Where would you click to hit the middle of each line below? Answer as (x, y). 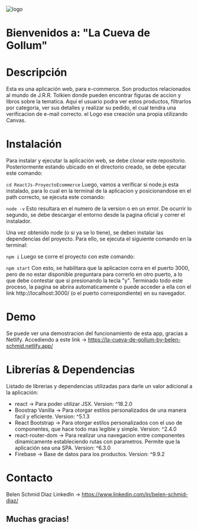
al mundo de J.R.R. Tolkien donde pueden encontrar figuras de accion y (94, 95)
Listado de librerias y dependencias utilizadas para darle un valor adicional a (99, 386)
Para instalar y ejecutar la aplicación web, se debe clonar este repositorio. (96, 161)
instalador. (19, 221)
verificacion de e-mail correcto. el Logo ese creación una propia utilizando (97, 114)
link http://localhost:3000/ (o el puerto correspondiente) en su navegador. (96, 293)
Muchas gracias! (38, 519)
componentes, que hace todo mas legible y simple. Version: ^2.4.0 (96, 429)
